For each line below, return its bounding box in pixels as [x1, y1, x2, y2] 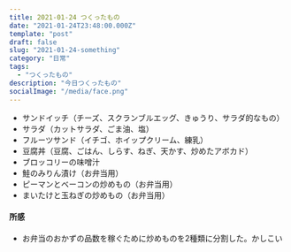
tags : [9, 63, 29, 72]
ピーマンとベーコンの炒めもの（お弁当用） [21, 179, 178, 189]
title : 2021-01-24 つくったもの [9, 12, 121, 22]
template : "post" [9, 29, 73, 38]
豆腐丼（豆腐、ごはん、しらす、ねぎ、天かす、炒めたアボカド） [21, 145, 254, 156]
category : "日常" [9, 54, 71, 63]
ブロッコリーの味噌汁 [21, 157, 100, 167]
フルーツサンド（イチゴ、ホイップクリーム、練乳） [21, 134, 209, 145]
